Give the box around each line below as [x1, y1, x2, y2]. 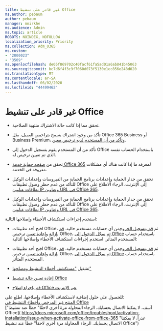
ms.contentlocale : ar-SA [5, 76, 56, 81]
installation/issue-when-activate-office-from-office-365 [5, 315, 118, 321]
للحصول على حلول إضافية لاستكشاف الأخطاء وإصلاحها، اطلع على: [5, 294, 125, 300]
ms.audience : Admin [5, 26, 45, 30]
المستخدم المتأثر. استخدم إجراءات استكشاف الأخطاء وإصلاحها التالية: [12, 236, 138, 242]
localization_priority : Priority [5, 39, 73, 44]
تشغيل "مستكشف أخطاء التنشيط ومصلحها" [12, 266, 92, 271]
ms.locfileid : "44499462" [5, 85, 58, 90]
